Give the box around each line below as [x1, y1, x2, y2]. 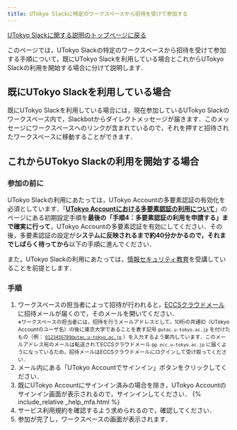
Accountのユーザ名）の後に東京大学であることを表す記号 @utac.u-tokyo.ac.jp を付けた [17, 326, 231, 333]
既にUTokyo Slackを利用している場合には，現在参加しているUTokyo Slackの [7, 106, 230, 115]
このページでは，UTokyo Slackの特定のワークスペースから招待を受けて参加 [7, 45, 226, 54]
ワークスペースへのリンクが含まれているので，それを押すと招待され [31, 124, 229, 132]
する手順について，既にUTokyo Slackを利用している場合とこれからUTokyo [7, 54, 224, 63]
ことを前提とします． [13, 264, 76, 272]
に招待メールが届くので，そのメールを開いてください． [17, 309, 179, 318]
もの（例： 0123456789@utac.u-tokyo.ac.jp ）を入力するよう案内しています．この [17, 334, 216, 341]
